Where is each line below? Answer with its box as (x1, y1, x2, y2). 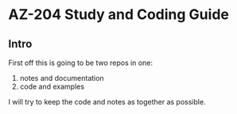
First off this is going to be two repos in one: (8, 58, 153, 67)
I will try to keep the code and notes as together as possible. (8, 97, 206, 106)
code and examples (19, 82, 85, 91)
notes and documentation (19, 74, 105, 82)
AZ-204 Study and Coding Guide (8, 6, 229, 24)
